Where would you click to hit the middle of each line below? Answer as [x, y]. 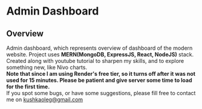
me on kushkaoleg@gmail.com [45, 99]
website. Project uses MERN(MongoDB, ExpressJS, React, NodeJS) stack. [100, 54]
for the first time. [28, 87]
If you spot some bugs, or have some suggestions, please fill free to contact [101, 93]
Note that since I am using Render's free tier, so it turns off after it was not [101, 74]
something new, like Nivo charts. [47, 67]
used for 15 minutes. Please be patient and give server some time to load [99, 80]
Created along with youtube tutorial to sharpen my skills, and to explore [95, 61]
